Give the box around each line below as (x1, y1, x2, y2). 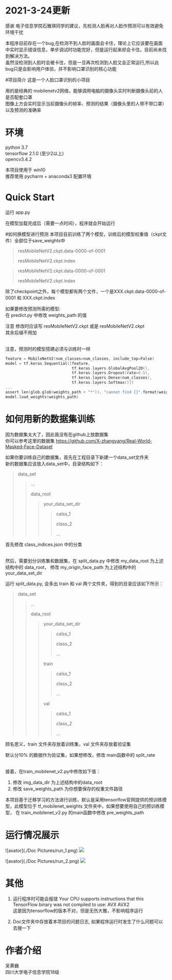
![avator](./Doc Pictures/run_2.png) (5, 858, 79, 864)
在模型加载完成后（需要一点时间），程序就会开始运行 (5, 220, 115, 226)
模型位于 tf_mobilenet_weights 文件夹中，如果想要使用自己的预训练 (18, 803, 160, 809)
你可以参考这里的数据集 (5, 438, 55, 444)
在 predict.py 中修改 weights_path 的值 (5, 312, 87, 318)
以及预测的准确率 (5, 106, 41, 113)
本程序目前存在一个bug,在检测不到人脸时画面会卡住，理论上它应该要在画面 (5, 40, 163, 46)
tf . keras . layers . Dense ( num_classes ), (71, 375, 153, 381)
